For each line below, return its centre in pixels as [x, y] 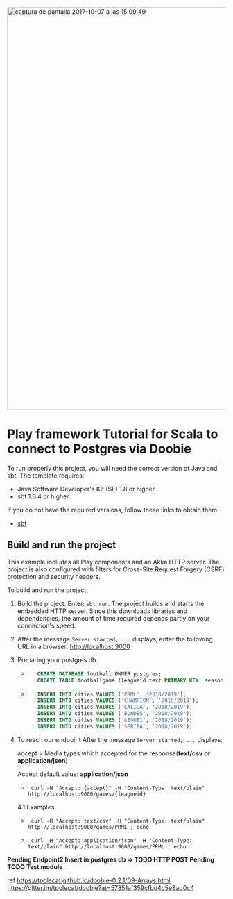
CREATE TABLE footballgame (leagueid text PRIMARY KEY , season [130, 680]
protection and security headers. [54, 576]
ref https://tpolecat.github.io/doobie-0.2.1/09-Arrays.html [89, 880]
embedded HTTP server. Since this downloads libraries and [102, 611]
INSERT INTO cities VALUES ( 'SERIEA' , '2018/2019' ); [115, 726]
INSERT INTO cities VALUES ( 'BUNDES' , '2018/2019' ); [115, 714]
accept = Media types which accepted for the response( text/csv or [114, 753]
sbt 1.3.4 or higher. [44, 496]
